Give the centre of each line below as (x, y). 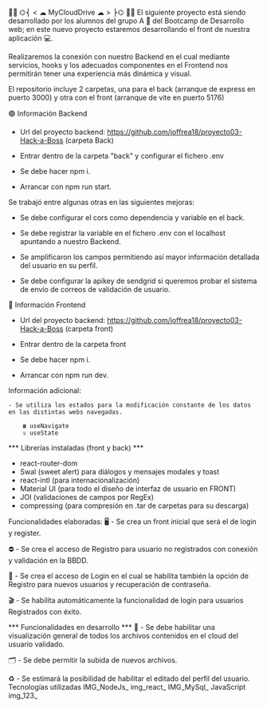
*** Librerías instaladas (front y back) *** (76, 448)
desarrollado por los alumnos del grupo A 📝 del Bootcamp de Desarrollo (126, 21)
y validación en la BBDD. (49, 560)
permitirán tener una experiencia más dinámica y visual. (100, 73)
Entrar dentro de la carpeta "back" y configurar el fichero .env (122, 156)
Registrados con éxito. (45, 612)
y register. (25, 533)
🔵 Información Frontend (47, 305)
